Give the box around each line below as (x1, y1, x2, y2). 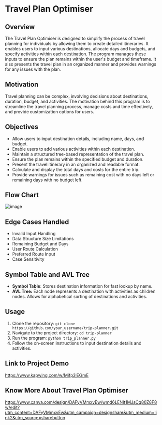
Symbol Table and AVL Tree (5, 270, 90, 279)
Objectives (5, 123, 39, 131)
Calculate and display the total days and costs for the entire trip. (12, 166, 140, 173)
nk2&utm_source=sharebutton (5, 414, 65, 420)
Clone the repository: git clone (12, 320, 75, 326)
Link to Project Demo (5, 360, 69, 368)
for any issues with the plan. (5, 66, 61, 72)
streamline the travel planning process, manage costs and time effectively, (5, 103, 153, 110)
